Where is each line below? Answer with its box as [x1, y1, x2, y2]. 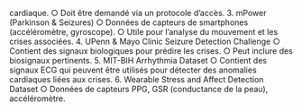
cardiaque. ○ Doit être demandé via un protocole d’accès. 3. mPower [9, 8, 267, 18]
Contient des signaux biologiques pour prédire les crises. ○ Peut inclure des [9, 46, 293, 56]
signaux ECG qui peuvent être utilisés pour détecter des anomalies [9, 64, 257, 75]
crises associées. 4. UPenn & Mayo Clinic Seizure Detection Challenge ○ [9, 36, 281, 47]
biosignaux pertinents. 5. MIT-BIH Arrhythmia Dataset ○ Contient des [9, 55, 268, 65]
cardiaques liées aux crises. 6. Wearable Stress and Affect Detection [9, 74, 264, 84]
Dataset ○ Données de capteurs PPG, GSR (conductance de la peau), [9, 84, 269, 94]
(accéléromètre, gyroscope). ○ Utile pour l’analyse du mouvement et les [9, 27, 279, 37]
